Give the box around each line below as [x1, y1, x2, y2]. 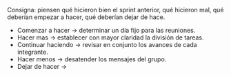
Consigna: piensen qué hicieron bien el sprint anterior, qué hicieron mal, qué [7, 6, 224, 14]
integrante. [17, 48, 48, 56]
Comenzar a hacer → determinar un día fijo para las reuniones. [17, 27, 196, 34]
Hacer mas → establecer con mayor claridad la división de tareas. [17, 33, 205, 42]
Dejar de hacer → [17, 63, 68, 70]
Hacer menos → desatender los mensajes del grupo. [17, 55, 167, 63]
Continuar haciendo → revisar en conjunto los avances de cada [17, 41, 198, 48]
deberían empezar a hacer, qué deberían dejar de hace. [7, 13, 165, 21]
